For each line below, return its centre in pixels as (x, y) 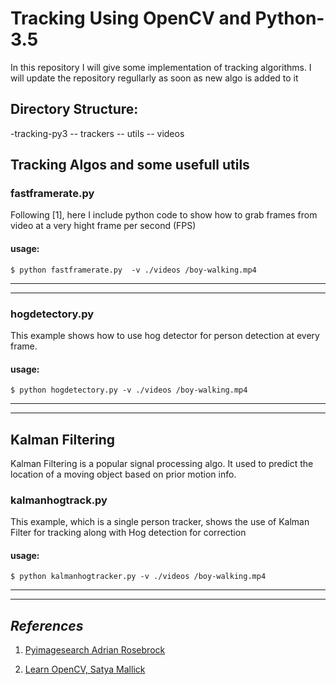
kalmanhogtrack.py (59, 500)
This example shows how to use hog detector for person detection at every (165, 335)
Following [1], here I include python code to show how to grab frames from (164, 215)
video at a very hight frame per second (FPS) (103, 226)
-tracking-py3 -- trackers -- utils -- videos (97, 133)
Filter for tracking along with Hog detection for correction (128, 533)
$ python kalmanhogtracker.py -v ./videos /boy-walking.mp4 (138, 577)
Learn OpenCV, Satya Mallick (85, 669)
